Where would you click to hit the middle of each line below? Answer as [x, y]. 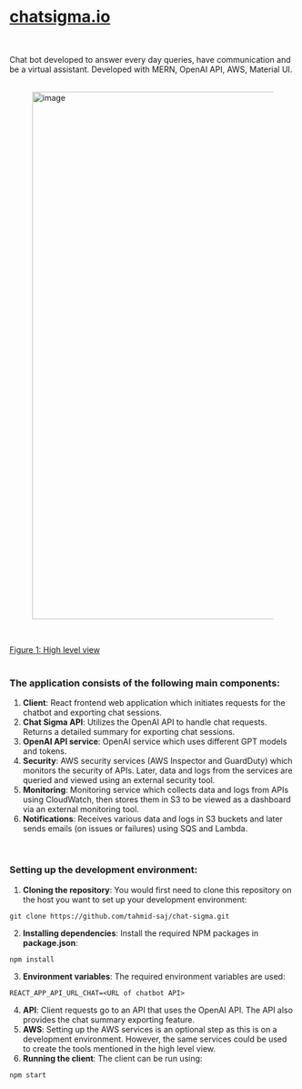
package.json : [50, 942]
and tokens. [45, 751]
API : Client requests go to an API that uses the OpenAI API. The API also [158, 1010]
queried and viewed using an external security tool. [119, 780]
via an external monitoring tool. [81, 809]
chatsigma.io [60, 17]
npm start [28, 1075]
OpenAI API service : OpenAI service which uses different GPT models [155, 742]
